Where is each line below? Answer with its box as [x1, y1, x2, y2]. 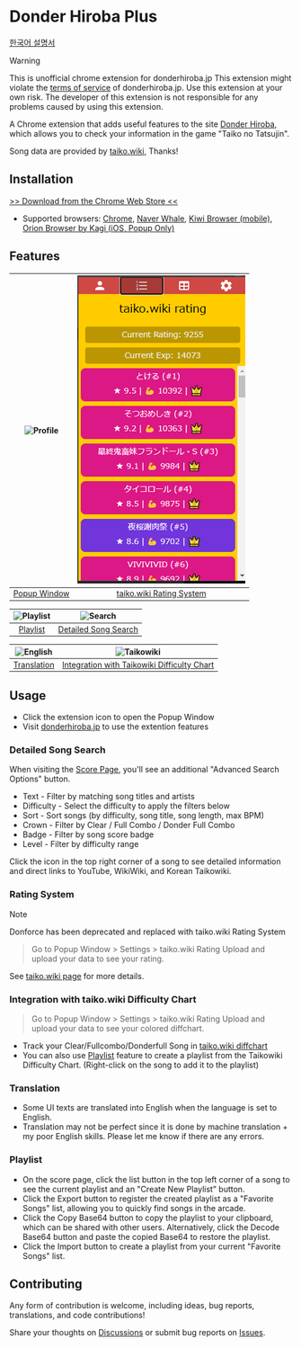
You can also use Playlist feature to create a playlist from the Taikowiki [22, 1050, 283, 1061]
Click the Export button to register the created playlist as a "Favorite [22, 1193, 274, 1204]
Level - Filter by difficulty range [22, 839, 139, 850]
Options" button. [9, 773, 71, 784]
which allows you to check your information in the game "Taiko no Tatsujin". [9, 128, 290, 138]
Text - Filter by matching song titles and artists [22, 791, 195, 802]
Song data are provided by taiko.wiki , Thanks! [9, 146, 179, 156]
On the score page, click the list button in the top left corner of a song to [22, 1173, 290, 1184]
